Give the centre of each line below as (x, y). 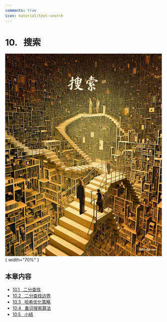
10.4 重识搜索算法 (32, 308)
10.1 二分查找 (27, 289)
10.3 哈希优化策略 (32, 302)
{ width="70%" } (22, 259)
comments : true (21, 10)
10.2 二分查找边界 (32, 296)
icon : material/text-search (34, 16)
